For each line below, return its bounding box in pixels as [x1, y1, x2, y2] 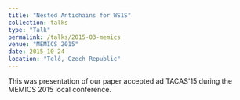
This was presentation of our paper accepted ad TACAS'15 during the [8, 76, 233, 86]
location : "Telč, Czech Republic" [8, 55, 122, 63]
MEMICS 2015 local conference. [8, 84, 112, 94]
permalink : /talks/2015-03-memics [8, 33, 122, 41]
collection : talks [8, 19, 68, 27]
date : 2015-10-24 [8, 48, 65, 55]
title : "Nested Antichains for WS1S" [8, 11, 132, 20]
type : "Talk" [8, 26, 51, 34]
